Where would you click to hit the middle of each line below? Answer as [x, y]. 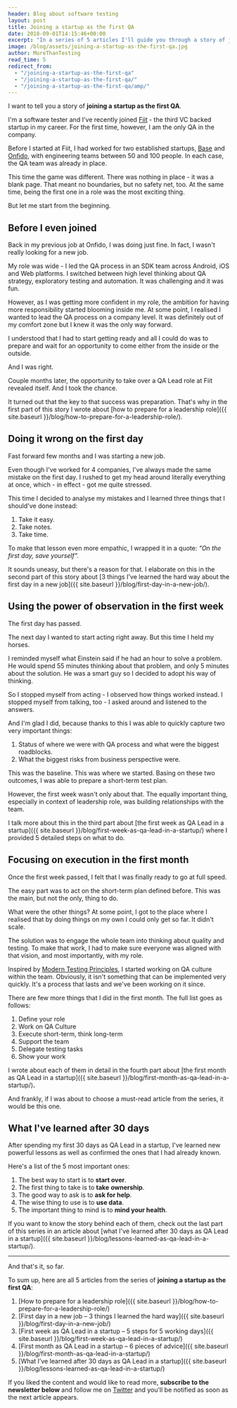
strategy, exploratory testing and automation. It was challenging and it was [116, 281]
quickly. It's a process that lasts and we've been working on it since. [107, 984]
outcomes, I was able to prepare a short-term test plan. [88, 780]
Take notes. [35, 527]
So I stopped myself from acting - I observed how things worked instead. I [116, 694]
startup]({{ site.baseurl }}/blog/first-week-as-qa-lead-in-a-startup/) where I [118, 830]
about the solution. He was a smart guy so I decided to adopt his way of [112, 673]
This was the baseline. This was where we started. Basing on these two [111, 772]
